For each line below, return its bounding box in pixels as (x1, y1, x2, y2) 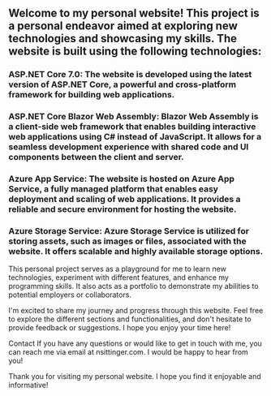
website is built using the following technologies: (8, 45, 262, 58)
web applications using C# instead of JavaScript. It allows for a (8, 131, 262, 143)
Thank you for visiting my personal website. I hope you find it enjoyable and (8, 372, 261, 381)
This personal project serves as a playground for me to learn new (8, 264, 227, 274)
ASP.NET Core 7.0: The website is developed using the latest (8, 69, 252, 80)
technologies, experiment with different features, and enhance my (8, 273, 230, 282)
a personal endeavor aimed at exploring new (8, 19, 238, 33)
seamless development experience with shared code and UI (8, 141, 249, 153)
